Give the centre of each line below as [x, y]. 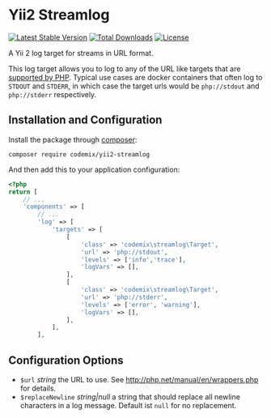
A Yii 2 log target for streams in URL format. [81, 53]
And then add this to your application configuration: [94, 169]
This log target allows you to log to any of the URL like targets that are [125, 68]
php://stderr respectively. [53, 94]
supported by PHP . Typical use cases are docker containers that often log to [135, 77]
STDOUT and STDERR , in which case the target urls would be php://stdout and [134, 86]
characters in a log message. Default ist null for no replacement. [128, 405]
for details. [38, 388]
